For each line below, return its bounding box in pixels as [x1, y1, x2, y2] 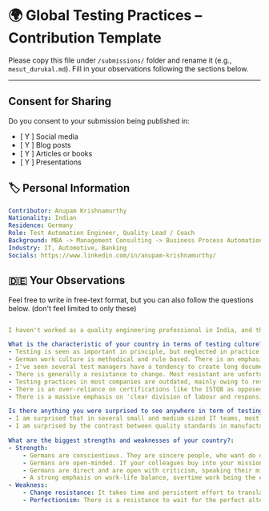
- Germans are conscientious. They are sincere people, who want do [22, 451, 256, 460]
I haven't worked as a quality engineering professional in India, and [8, 326, 252, 334]
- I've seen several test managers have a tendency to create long [8, 363, 239, 371]
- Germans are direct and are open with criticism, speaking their [22, 466, 252, 474]
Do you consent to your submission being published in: [8, 116, 190, 125]
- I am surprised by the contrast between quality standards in [8, 422, 227, 430]
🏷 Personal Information [8, 181, 130, 195]
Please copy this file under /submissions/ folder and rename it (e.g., [8, 55, 232, 65]
